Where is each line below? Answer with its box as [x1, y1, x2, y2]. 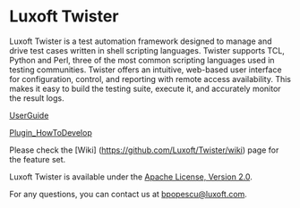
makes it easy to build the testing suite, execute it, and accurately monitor [9, 83, 281, 94]
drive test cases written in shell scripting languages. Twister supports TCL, [9, 45, 285, 55]
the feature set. [9, 154, 66, 164]
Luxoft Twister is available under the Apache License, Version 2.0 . [9, 171, 253, 182]
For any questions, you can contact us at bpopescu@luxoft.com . [9, 188, 248, 199]
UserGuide [9, 110, 49, 121]
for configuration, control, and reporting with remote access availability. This [9, 73, 291, 84]
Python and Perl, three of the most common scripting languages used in [9, 54, 275, 65]
